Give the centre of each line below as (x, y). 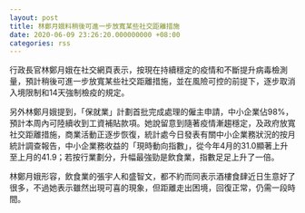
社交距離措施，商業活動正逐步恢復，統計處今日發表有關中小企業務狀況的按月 (152, 135)
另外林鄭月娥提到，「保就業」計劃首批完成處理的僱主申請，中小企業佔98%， (152, 112)
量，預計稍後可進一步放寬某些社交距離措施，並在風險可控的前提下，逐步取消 (152, 82)
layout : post (34, 18)
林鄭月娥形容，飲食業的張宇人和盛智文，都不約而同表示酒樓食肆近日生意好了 (152, 177)
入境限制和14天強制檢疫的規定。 (69, 92)
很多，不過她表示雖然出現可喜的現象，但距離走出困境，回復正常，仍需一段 (148, 188)
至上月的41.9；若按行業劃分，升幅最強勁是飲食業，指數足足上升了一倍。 (144, 157)
